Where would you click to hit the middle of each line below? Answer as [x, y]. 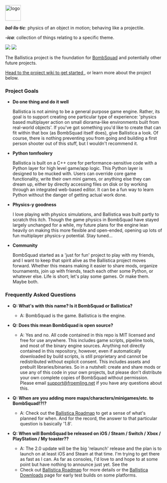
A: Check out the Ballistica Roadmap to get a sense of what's [83, 413]
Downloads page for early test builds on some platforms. [78, 475]
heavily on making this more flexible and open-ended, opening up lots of [87, 230]
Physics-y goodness [34, 205]
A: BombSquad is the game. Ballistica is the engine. [73, 315]
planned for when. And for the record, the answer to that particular [88, 418]
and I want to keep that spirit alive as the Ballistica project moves [79, 260]
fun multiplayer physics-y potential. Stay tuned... [62, 236]
